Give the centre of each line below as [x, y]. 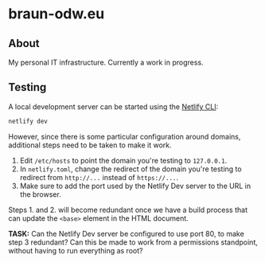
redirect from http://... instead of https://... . [99, 177]
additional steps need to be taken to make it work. [90, 145]
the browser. [40, 194]
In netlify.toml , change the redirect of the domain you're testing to [131, 169]
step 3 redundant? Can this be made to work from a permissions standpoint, [133, 242]
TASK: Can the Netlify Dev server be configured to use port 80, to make [126, 234]
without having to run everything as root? [76, 250]
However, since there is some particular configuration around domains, [125, 136]
